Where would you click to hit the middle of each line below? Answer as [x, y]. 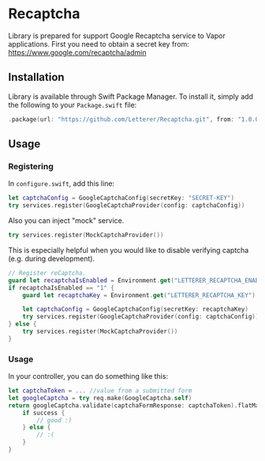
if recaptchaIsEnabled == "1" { [61, 288]
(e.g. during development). [52, 259]
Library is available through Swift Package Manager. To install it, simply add [131, 96]
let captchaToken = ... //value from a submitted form [100, 391]
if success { [44, 413]
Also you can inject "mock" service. [66, 221]
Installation [36, 77]
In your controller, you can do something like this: [88, 376]
